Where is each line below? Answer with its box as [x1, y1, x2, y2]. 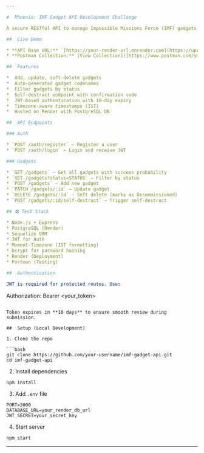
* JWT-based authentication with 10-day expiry [6, 97, 132, 103]
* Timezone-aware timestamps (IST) [6, 103, 99, 109]
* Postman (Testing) [6, 259, 59, 265]
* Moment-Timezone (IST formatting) [6, 242, 99, 248]
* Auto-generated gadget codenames [6, 80, 99, 86]
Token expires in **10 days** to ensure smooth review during [6, 309, 167, 315]
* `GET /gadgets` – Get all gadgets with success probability [6, 169, 167, 175]
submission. [6, 314, 36, 320]
